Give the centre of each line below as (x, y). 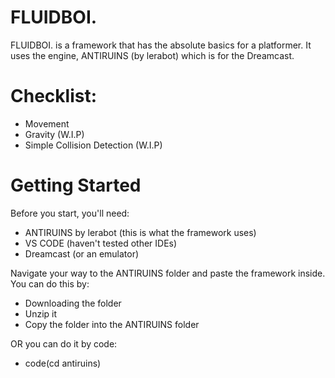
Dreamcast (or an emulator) (82, 253)
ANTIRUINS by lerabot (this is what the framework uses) (140, 232)
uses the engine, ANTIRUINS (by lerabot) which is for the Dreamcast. (152, 55)
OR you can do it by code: (64, 343)
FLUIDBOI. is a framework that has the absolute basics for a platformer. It (161, 45)
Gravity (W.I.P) (54, 134)
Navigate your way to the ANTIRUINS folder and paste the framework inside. (168, 273)
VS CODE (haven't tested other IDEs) (101, 243)
